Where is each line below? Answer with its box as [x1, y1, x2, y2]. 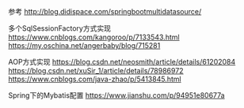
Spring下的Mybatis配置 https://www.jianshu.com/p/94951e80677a [8, 91, 225, 100]
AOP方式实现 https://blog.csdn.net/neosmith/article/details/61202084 [8, 58, 236, 66]
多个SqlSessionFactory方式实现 [8, 24, 111, 33]
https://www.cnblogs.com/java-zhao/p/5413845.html [8, 74, 181, 84]
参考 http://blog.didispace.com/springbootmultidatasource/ [8, 7, 202, 16]
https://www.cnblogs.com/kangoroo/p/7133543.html [8, 32, 180, 42]
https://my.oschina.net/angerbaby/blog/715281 [8, 41, 161, 50]
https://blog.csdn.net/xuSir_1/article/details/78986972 [8, 66, 184, 75]
